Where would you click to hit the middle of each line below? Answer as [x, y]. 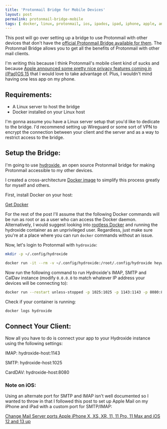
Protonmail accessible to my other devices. [49, 170]
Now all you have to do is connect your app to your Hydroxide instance [78, 338]
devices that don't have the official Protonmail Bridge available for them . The [83, 43]
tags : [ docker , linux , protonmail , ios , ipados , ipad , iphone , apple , [81, 24]
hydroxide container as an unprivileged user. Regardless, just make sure [79, 230]
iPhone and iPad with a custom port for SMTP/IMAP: [59, 407]
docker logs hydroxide [29, 311]
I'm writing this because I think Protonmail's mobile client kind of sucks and [82, 63]
